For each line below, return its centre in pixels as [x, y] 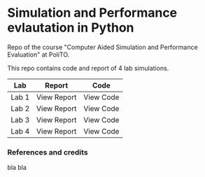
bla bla [17, 168]
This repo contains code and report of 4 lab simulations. [88, 68]
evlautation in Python [71, 28]
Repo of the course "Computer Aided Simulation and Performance [102, 47]
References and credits [48, 152]
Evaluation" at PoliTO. [38, 55]
